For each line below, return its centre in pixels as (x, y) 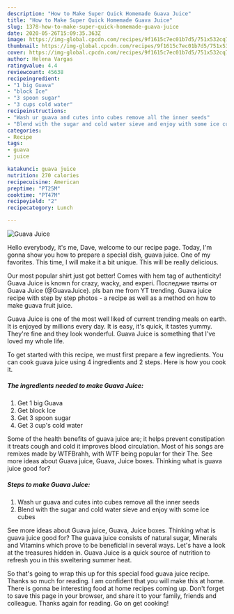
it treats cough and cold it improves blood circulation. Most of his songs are (116, 446)
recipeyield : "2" (32, 202)
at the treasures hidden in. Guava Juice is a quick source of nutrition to (109, 553)
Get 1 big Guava (40, 403)
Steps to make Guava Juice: (49, 484)
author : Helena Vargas (40, 59)
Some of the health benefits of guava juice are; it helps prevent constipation (116, 439)
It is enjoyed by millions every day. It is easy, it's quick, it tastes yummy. (110, 326)
